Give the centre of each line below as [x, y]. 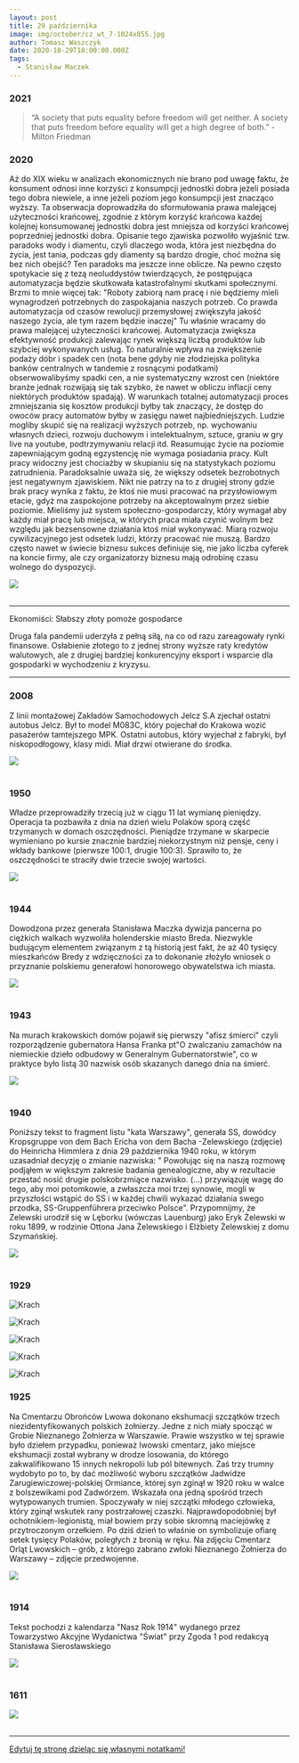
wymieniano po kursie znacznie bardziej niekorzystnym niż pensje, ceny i [144, 841]
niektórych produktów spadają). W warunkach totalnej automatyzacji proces [149, 396]
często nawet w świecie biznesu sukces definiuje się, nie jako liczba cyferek [149, 548]
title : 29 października [53, 26]
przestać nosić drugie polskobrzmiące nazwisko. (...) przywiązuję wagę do [146, 1179]
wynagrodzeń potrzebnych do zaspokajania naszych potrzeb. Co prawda [144, 302]
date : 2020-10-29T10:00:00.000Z [69, 51]
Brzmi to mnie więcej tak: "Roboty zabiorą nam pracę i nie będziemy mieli [144, 293]
